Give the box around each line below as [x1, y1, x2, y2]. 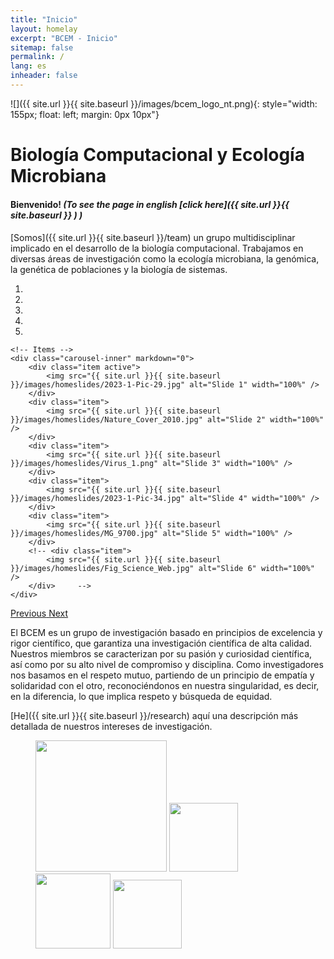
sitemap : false [10, 42, 74, 53]
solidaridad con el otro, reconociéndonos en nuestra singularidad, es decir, [10, 679, 320, 691]
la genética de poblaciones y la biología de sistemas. [10, 263, 228, 275]
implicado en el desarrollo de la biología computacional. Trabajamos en [10, 242, 304, 254]
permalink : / [10, 52, 65, 62]
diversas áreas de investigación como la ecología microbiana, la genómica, [10, 252, 320, 265]
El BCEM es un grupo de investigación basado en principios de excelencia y [10, 626, 323, 638]
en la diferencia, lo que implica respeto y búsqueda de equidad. [10, 690, 273, 702]
